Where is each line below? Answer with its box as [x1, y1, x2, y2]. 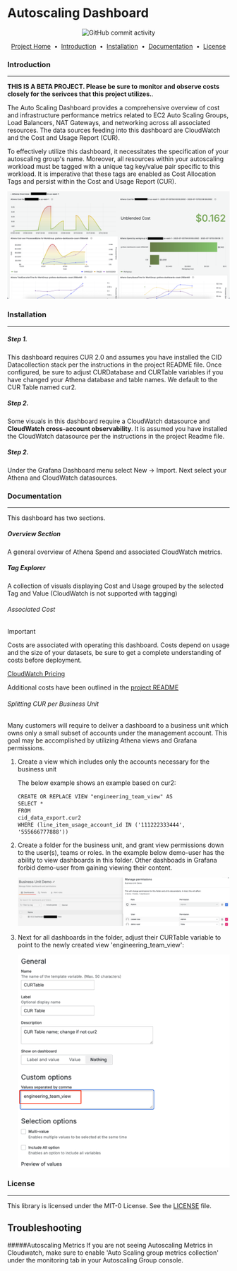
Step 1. [7, 335, 28, 343]
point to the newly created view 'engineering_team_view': [17, 940, 185, 949]
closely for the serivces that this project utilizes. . [7, 90, 154, 98]
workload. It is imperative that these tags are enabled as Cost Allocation [7, 170, 217, 178]
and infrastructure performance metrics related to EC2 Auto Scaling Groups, [7, 111, 229, 119]
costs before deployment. [7, 656, 83, 665]
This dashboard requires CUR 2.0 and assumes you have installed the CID [7, 353, 222, 361]
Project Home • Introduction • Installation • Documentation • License [11, 42, 226, 50]
